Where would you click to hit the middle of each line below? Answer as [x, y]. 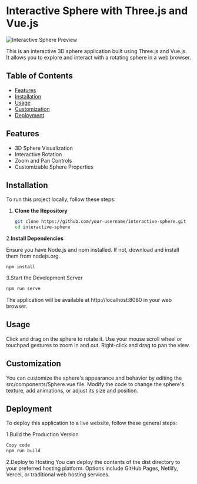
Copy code [18, 445]
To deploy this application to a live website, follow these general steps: [92, 423]
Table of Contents [40, 76]
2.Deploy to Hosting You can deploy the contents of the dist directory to [93, 462]
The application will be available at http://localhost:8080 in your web [89, 300]
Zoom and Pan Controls [43, 160]
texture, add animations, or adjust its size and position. [72, 390]
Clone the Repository [41, 211]
